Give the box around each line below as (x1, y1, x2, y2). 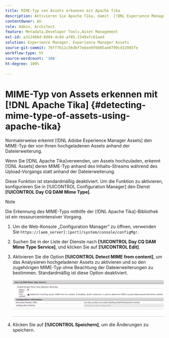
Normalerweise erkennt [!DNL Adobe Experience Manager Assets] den (5, 137, 152, 143)
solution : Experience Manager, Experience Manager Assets (5, 40, 129, 45)
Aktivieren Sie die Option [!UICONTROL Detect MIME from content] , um (12, 254, 162, 260)
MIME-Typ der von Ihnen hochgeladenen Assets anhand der (5, 143, 130, 149)
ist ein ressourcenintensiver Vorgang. (5, 214, 83, 220)
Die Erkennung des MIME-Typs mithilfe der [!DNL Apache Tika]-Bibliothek (5, 209, 158, 215)
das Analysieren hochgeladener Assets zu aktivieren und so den (12, 259, 146, 265)
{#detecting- (91, 100, 146, 111)
